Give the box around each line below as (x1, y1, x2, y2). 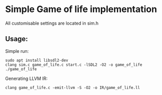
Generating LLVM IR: (5, 75, 48, 81)
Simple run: (5, 48, 29, 54)
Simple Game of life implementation (5, 4, 157, 15)
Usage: (5, 35, 29, 43)
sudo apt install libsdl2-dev (5, 58, 69, 63)
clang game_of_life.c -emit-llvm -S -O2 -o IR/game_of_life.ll (5, 85, 140, 90)
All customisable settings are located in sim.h (5, 20, 99, 26)
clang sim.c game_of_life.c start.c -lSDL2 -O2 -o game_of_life (5, 62, 142, 67)
